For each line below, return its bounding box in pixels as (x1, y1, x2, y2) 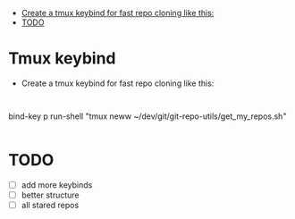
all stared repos (21, 200, 80, 210)
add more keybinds (21, 179, 93, 190)
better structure (21, 190, 80, 200)
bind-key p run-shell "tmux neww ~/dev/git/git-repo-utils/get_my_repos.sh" (8, 111, 287, 122)
